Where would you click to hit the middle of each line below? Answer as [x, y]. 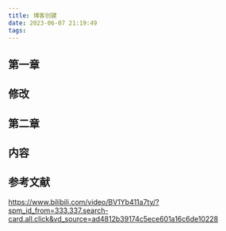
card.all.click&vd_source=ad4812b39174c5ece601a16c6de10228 [113, 218]
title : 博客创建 [33, 15]
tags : [17, 30]
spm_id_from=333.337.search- [58, 210]
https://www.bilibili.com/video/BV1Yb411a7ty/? [84, 202]
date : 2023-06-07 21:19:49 [53, 23]
